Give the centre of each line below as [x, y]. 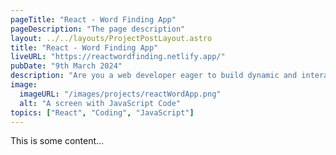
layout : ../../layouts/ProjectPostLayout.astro [111, 38]
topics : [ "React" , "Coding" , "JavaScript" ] [102, 112]
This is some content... [57, 141]
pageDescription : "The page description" [98, 29]
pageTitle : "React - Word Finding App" [93, 19]
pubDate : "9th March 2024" [66, 66]
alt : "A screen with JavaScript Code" [100, 103]
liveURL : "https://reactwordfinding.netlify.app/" [118, 57]
